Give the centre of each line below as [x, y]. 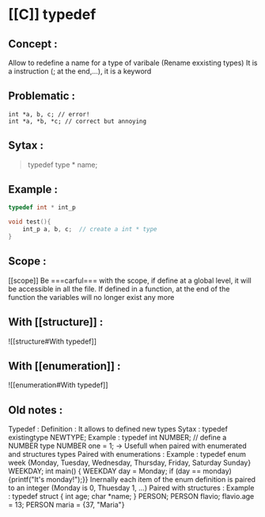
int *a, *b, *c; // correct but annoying [78, 121]
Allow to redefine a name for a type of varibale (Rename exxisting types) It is [133, 63]
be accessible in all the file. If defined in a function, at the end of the [119, 289]
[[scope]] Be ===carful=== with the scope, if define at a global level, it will [130, 280]
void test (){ [30, 222]
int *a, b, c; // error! [49, 114]
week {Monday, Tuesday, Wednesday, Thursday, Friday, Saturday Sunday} [130, 463]
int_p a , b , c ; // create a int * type [90, 230]
